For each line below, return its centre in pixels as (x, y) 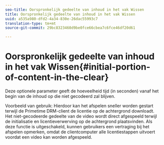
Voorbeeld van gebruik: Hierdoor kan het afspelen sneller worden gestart (79, 106)
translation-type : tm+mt (31, 23)
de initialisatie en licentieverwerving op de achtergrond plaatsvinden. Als (79, 121)
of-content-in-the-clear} (57, 77)
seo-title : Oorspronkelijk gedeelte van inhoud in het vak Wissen (75, 10)
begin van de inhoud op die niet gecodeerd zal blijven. (60, 96)
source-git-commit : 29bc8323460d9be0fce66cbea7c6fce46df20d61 (70, 28)
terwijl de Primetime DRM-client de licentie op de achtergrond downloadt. (80, 111)
